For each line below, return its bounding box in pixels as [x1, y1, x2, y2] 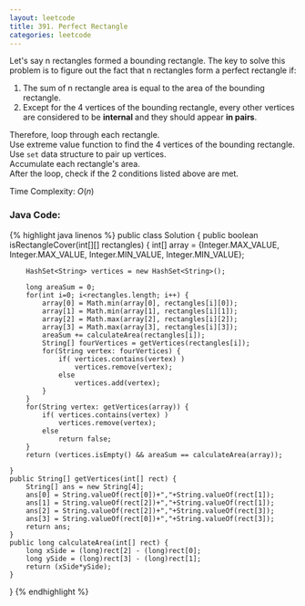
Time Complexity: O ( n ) [9, 186, 95, 197]
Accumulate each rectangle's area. [9, 159, 141, 170]
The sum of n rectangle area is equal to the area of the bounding [22, 83, 266, 94]
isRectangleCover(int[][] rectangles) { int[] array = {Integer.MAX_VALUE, [9, 239, 280, 250]
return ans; [25, 522, 71, 531]
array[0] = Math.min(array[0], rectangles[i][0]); [42, 298, 239, 308]
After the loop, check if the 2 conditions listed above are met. [9, 168, 239, 179]
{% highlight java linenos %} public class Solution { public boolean [9, 229, 259, 240]
